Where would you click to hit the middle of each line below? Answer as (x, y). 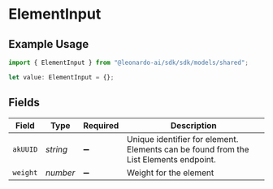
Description (193, 125)
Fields (24, 103)
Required (101, 125)
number (61, 173)
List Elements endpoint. (172, 159)
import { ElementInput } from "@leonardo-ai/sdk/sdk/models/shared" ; (129, 62)
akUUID (25, 149)
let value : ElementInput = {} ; (61, 77)
